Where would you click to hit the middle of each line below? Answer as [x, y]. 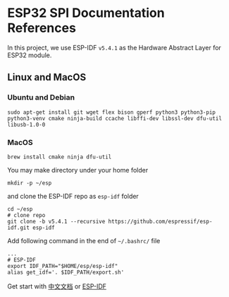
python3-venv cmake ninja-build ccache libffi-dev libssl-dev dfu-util [114, 118]
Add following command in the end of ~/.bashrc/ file [84, 240]
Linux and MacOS [47, 77]
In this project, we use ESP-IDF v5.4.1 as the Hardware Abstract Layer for [114, 47]
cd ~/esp [20, 209]
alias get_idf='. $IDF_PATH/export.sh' [66, 272]
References [42, 28]
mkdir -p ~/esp [30, 183]
